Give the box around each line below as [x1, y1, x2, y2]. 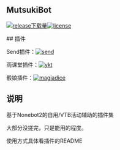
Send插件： [6, 48, 36, 55]
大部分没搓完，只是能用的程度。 [6, 124, 87, 131]
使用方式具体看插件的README [6, 137, 83, 144]
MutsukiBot [6, 5, 52, 15]
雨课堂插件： [6, 61, 39, 68]
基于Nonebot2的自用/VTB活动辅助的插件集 [6, 111, 114, 118]
